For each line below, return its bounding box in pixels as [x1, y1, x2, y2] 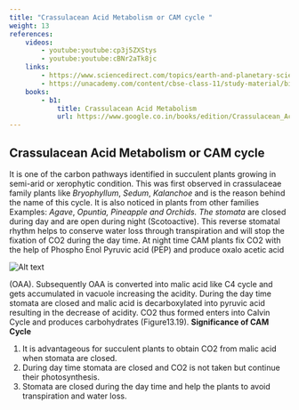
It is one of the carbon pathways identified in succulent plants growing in [9, 168, 277, 179]
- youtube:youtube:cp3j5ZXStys [41, 46, 158, 55]
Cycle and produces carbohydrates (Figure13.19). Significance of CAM [9, 317, 270, 327]
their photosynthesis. [21, 371, 101, 382]
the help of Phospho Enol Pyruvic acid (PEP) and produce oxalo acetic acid [9, 244, 285, 254]
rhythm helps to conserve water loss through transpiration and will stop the [9, 225, 285, 236]
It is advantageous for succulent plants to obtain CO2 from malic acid [21, 343, 277, 354]
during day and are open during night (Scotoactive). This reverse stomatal [9, 215, 280, 227]
